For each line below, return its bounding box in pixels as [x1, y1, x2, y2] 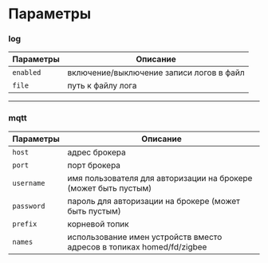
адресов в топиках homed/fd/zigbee [67, 241, 207, 252]
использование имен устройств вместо [67, 231, 223, 242]
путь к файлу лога [67, 80, 137, 92]
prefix [12, 219, 37, 228]
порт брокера [67, 159, 121, 171]
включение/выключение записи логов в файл [67, 67, 245, 78]
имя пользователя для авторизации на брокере [67, 172, 253, 183]
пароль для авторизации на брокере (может [67, 195, 241, 206]
